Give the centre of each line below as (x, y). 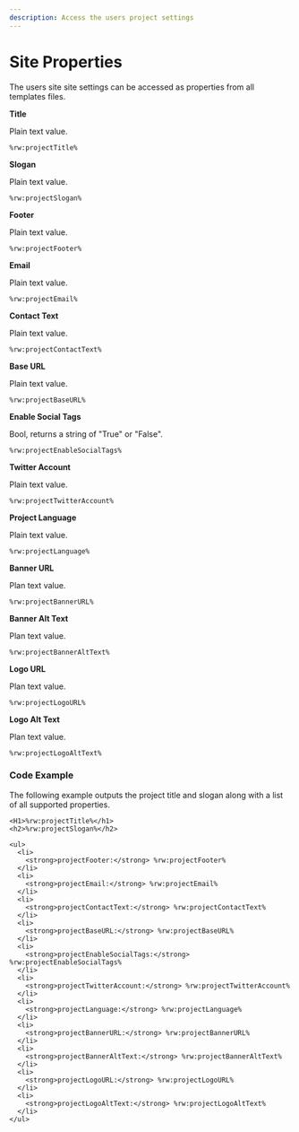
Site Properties (66, 61)
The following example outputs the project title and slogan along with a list (146, 795)
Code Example (42, 775)
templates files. (38, 96)
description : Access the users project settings (102, 17)
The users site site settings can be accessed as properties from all (132, 87)
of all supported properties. (60, 805)
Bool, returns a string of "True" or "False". (86, 434)
